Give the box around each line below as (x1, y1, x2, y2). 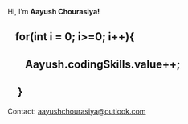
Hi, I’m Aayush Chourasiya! (7, 7, 100, 16)
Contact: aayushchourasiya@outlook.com (7, 106, 146, 116)
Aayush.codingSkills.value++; (24, 57, 181, 71)
